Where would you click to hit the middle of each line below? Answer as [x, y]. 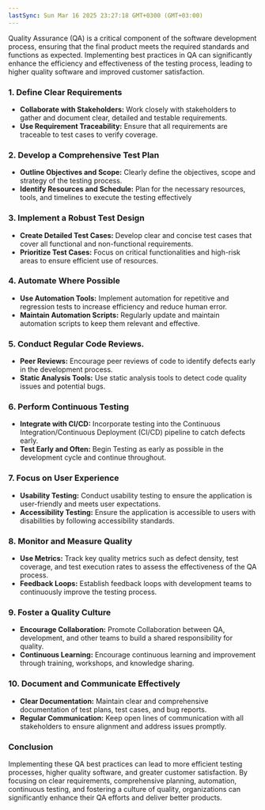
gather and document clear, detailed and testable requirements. [123, 117]
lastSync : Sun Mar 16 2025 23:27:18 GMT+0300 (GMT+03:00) [106, 15]
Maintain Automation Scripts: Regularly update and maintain [119, 315]
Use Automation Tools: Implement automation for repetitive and [124, 298]
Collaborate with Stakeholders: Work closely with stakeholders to [128, 109]
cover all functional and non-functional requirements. [106, 244]
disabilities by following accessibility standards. [97, 520]
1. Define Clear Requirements [65, 92]
